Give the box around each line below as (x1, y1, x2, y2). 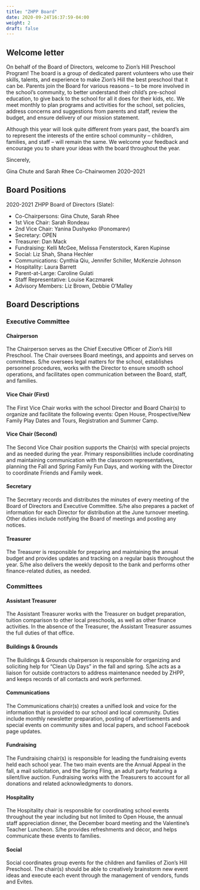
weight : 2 (6, 20, 31, 26)
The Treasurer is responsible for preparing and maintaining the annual (6, 549, 179, 556)
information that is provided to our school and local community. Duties (6, 709, 179, 716)
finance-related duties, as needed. (6, 568, 91, 575)
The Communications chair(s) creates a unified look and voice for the (6, 702, 177, 709)
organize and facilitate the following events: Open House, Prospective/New (6, 410, 191, 418)
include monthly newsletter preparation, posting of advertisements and (6, 715, 181, 722)
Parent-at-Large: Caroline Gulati (14, 269, 94, 276)
